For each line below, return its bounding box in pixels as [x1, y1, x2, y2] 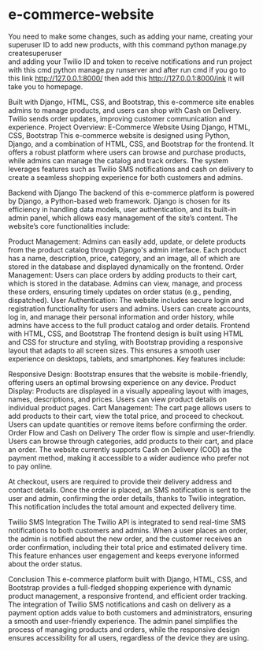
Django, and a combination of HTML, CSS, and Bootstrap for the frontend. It [8, 139, 254, 148]
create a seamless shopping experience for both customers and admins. [8, 172, 243, 182]
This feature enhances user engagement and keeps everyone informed [8, 551, 239, 560]
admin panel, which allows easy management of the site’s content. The [8, 213, 239, 222]
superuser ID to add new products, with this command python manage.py [8, 39, 247, 49]
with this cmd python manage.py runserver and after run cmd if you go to [8, 65, 246, 74]
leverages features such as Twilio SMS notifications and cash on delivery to [8, 164, 254, 174]
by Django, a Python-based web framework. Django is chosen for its [8, 196, 231, 206]
